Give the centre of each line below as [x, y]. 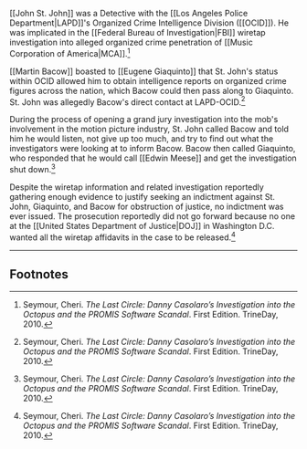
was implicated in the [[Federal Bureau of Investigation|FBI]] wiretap [138, 32]
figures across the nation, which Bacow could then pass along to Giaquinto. [152, 90]
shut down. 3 [33, 168]
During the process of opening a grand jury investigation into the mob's [144, 120]
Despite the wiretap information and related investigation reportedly [137, 187]
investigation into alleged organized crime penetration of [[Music [131, 42]
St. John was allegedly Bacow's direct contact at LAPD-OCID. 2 [127, 101]
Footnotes [39, 274]
